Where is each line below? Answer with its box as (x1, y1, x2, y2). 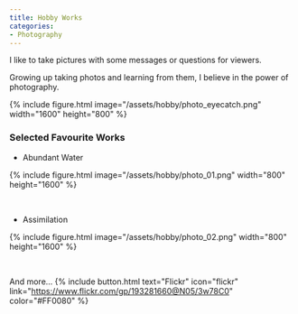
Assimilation (22, 214, 69, 225)
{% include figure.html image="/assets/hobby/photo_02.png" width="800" (9, 231, 287, 242)
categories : (9, 22, 54, 31)
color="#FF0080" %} (9, 295, 88, 306)
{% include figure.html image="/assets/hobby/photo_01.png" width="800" (9, 169, 286, 180)
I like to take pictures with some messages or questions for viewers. (9, 55, 262, 66)
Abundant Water (22, 152, 84, 162)
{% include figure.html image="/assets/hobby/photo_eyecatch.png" (9, 99, 262, 110)
